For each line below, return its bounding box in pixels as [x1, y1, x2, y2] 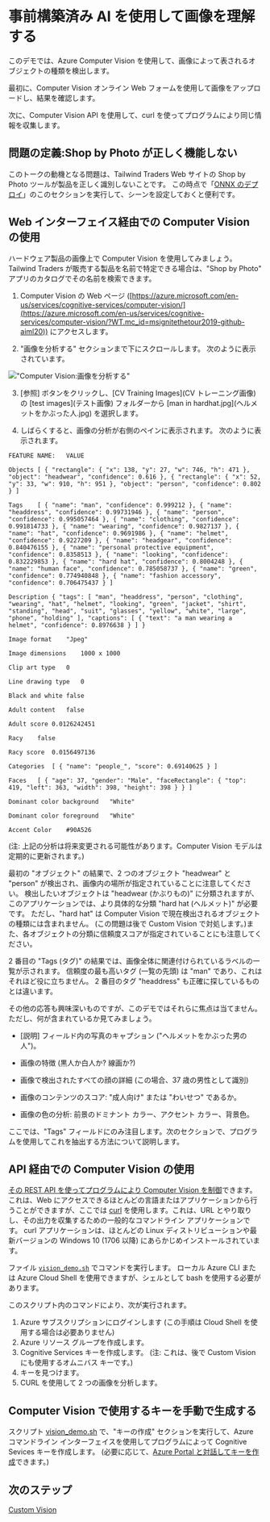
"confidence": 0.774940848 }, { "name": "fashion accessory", [8, 571, 222, 579]
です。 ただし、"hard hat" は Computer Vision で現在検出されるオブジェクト [8, 909, 260, 918]
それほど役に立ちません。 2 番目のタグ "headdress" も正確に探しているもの [8, 976, 260, 985]
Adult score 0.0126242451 [8, 720, 95, 728]
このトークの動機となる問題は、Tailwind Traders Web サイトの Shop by [8, 169, 246, 178]
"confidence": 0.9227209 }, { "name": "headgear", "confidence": [8, 536, 232, 545]
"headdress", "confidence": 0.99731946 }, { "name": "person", [8, 508, 226, 516]
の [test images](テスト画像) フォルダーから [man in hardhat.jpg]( [19, 398, 237, 408]
